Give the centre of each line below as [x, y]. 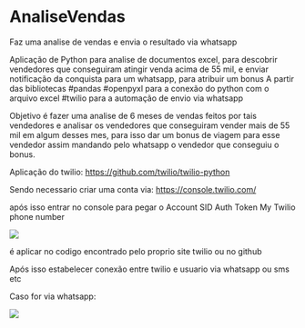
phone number [37, 216]
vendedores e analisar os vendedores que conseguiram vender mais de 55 [150, 125]
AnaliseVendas [67, 17]
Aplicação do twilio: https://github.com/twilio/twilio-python [120, 172]
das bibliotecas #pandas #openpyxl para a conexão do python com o [139, 88]
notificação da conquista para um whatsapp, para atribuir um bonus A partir [152, 78]
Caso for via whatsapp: [53, 296]
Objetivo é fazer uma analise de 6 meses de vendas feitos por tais [133, 115]
